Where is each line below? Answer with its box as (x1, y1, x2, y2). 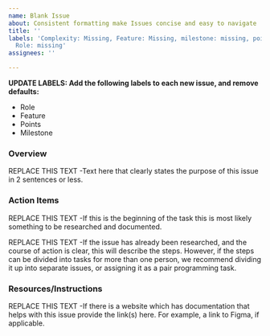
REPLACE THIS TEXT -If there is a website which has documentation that (8, 301, 250, 310)
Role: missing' (15, 42, 67, 50)
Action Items (8, 195, 59, 206)
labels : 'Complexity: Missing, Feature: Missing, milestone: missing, (8, 34, 250, 43)
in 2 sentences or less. (8, 174, 84, 185)
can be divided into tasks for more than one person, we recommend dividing (8, 254, 261, 264)
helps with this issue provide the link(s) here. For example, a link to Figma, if (8, 309, 260, 319)
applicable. (8, 318, 45, 328)
